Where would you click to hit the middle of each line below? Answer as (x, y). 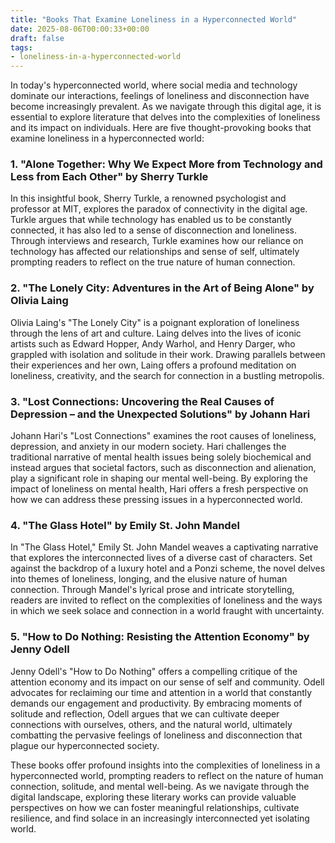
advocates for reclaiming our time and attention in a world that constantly (161, 692)
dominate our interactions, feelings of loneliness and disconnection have (160, 96)
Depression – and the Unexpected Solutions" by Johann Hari (160, 414)
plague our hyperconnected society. (85, 745)
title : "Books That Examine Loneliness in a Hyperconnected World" (154, 19)
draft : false (37, 38)
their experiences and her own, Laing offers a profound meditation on (153, 365)
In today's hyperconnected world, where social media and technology (154, 85)
